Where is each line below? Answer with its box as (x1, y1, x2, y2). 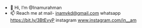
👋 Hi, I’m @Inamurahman (10, 5, 62, 10)
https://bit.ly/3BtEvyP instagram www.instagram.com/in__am (10, 17, 137, 23)
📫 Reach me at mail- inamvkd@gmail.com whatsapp (10, 10, 121, 16)
